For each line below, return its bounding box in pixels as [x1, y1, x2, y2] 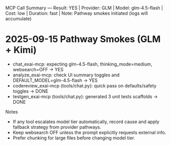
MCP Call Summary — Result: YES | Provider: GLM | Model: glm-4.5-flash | [5, 5, 163, 11]
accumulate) [5, 16, 32, 21]
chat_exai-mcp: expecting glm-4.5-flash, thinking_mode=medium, [12, 61, 153, 67]
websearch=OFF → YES [12, 66, 64, 72]
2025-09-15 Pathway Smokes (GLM [5, 34, 161, 45]
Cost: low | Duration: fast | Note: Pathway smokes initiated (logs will [5, 10, 148, 16]
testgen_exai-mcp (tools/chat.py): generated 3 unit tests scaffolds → [12, 93, 158, 99]
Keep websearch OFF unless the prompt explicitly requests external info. [12, 129, 166, 135]
